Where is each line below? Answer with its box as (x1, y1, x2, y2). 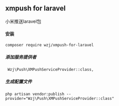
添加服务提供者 (5, 54, 36, 60)
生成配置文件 (5, 78, 32, 85)
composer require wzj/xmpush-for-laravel (5, 43, 94, 48)
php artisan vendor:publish (5, 91, 65, 96)
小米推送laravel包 (5, 18, 42, 24)
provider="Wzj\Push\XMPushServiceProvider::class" (5, 96, 114, 101)
